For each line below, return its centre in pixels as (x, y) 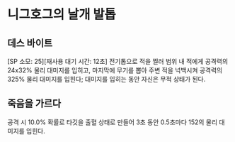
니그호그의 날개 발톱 (62, 15)
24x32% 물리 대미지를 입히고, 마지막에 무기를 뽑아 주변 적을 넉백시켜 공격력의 (115, 70)
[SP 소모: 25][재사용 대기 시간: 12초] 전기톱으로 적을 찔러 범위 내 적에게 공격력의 (118, 61)
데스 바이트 (30, 43)
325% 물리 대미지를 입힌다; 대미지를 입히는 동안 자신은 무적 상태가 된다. (107, 79)
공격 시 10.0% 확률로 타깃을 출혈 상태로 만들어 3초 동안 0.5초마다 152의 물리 (113, 122)
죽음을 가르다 (34, 104)
